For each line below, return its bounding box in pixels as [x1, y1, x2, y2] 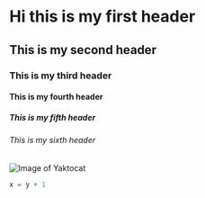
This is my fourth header [9, 92, 103, 103]
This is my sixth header [9, 135, 96, 146]
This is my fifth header [9, 112, 96, 122]
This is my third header [9, 69, 112, 82]
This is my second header [9, 42, 157, 58]
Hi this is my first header [9, 6, 196, 27]
